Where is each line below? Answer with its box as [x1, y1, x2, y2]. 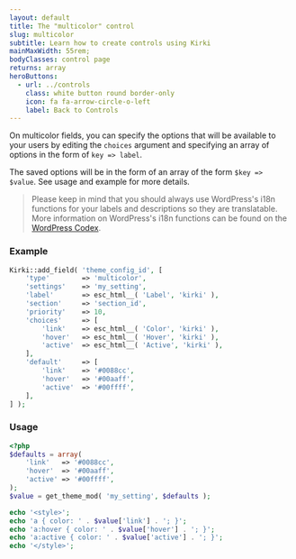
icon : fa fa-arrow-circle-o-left [25, 96, 151, 106]
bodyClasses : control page [9, 55, 111, 64]
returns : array [9, 64, 67, 73]
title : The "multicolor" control [9, 22, 135, 31]
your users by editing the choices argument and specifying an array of [9, 140, 270, 151]
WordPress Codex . [31, 223, 102, 234]
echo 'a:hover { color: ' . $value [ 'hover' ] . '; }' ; [9, 525, 216, 534]
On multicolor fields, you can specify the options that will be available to [9, 130, 276, 141]
